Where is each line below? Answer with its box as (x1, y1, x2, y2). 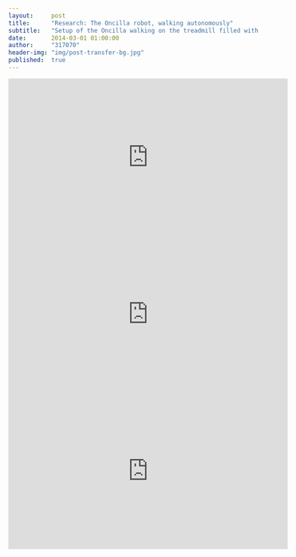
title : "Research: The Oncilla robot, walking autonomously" (8, 19, 234, 27)
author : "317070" (8, 41, 81, 49)
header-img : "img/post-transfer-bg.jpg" (8, 49, 145, 57)
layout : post (8, 11, 66, 20)
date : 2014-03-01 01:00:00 (8, 33, 120, 42)
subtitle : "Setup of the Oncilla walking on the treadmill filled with (8, 26, 259, 34)
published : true (8, 57, 66, 65)
